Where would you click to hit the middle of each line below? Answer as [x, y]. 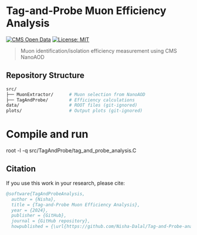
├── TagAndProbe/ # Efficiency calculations [70, 100]
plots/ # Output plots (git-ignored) [74, 111]
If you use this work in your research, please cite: [65, 183]
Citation [21, 169]
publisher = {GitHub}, [39, 216]
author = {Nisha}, [34, 199]
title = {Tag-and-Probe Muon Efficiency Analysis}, [76, 205]
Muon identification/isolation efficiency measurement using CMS [98, 50]
